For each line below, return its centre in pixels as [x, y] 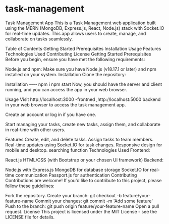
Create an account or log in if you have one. [51, 115]
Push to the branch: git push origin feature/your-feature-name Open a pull [82, 206]
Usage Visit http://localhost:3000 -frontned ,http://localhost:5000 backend [83, 99]
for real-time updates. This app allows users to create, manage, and [76, 33]
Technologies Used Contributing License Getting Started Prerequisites [78, 54]
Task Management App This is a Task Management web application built [80, 23]
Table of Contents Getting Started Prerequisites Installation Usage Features [83, 48]
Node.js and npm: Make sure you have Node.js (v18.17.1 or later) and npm [81, 69]
